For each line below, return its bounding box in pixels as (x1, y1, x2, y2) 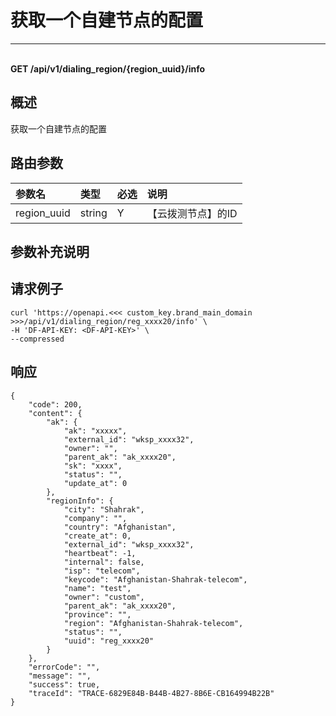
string (79, 206, 108, 220)
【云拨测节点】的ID (146, 206, 238, 220)
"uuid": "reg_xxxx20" (63, 636, 155, 646)
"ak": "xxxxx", (63, 426, 128, 436)
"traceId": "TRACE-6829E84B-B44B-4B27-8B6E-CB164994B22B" (28, 688, 275, 698)
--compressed (10, 334, 65, 344)
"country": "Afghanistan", (63, 522, 177, 532)
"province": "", (63, 609, 132, 620)
